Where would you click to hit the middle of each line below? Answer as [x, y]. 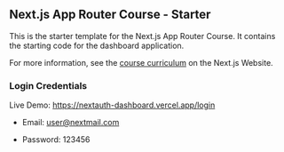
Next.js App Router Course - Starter [110, 15]
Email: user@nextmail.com [71, 123]
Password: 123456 [56, 140]
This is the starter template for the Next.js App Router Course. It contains [142, 36]
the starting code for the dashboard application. [97, 45]
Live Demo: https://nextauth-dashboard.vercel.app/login [112, 105]
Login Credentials [48, 85]
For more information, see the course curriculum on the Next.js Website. [141, 62]
